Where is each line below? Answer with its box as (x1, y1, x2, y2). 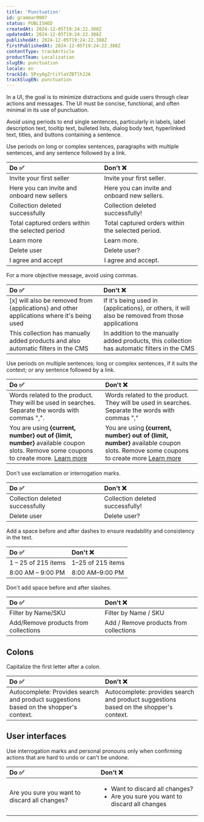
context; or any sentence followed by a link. (6, 366, 115, 374)
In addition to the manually (103, 329, 179, 337)
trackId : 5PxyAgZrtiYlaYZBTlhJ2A (6, 71, 91, 77)
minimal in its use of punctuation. (6, 106, 89, 114)
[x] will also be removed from (9, 296, 93, 305)
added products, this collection (103, 337, 192, 345)
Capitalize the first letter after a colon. (6, 663, 101, 670)
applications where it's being (9, 311, 92, 320)
